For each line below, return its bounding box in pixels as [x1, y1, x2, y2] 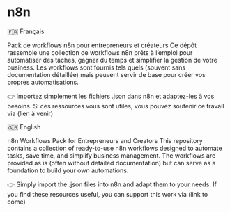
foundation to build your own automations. [7, 166, 129, 174]
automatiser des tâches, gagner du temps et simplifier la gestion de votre [7, 56, 217, 64]
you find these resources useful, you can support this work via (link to [7, 190, 208, 198]
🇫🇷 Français [7, 27, 45, 35]
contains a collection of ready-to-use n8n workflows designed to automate [7, 144, 222, 152]
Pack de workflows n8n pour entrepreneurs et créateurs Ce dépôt [7, 41, 197, 49]
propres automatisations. [7, 78, 79, 86]
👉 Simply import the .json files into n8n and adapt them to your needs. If [7, 180, 217, 188]
